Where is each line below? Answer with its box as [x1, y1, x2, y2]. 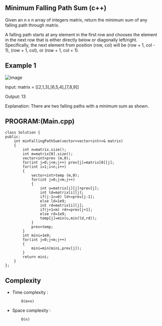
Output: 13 [5, 93, 26, 100]
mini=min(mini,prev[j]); [31, 246, 82, 251]
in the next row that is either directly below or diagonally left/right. [5, 37, 138, 43]
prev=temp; [31, 225, 54, 229]
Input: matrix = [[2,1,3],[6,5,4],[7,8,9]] [5, 84, 79, 90]
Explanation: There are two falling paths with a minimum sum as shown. [5, 103, 149, 109]
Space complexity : [12, 307, 51, 313]
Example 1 [5, 61, 37, 70]
